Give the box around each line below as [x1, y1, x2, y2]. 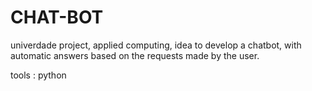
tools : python [10, 69, 67, 81]
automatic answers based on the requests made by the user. [10, 49, 260, 61]
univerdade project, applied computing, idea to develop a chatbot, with [10, 39, 302, 51]
